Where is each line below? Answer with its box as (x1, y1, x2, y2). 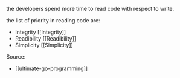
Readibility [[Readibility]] (14, 35, 77, 42)
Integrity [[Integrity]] (14, 28, 66, 36)
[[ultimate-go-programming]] (14, 65, 88, 72)
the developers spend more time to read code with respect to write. (6, 5, 175, 12)
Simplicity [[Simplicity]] (14, 42, 74, 48)
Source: (6, 53, 26, 60)
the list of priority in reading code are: (6, 17, 101, 24)
